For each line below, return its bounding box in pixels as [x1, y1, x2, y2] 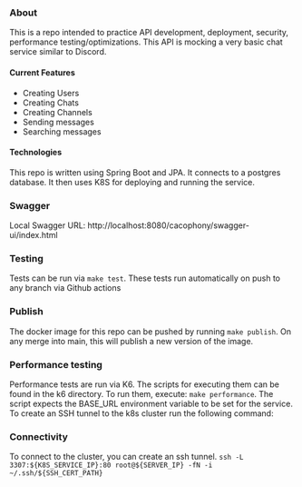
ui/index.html [9, 230, 58, 240]
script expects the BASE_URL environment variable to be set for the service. [9, 398, 293, 409]
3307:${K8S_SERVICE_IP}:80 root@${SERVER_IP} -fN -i [9, 461, 213, 470]
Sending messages [22, 116, 95, 127]
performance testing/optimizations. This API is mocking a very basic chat [9, 36, 283, 47]
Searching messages [22, 125, 102, 137]
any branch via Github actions [9, 283, 122, 293]
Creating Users [22, 87, 80, 98]
